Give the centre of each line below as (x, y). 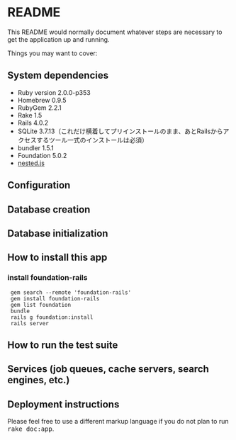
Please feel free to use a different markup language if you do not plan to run (118, 422)
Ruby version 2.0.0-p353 (54, 92)
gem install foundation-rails (55, 298)
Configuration (39, 185)
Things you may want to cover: (52, 53)
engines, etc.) (39, 380)
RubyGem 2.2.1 (39, 108)
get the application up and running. (58, 39)
